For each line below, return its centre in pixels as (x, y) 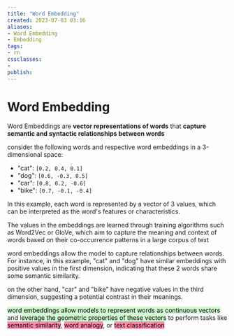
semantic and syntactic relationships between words (86, 134)
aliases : (20, 27)
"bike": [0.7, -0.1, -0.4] (54, 190)
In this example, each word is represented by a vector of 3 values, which (112, 204)
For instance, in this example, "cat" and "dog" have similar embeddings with (117, 261)
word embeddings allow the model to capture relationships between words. (116, 253)
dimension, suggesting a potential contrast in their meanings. (95, 297)
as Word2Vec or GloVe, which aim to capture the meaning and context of (112, 232)
